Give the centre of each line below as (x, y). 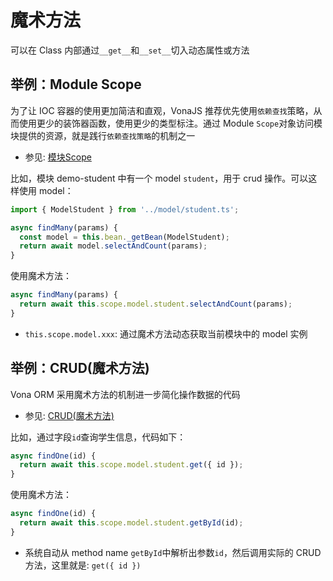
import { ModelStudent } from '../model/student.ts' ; (125, 209)
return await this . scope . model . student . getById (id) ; (131, 523)
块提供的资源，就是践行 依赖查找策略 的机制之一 (103, 135)
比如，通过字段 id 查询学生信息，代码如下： (98, 437)
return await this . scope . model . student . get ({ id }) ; (131, 465)
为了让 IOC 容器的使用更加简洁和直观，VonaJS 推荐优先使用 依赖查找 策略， (162, 110)
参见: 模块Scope (58, 157)
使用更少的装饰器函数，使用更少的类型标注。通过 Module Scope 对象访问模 (170, 123)
